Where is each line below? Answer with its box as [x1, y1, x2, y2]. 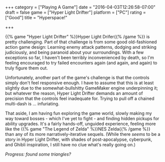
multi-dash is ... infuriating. [5, 101, 60, 106]
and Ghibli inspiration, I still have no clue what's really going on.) [5, 142, 136, 147]
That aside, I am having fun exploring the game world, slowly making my [5, 110, 152, 116]
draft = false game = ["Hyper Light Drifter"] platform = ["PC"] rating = [5, 9, 146, 15]
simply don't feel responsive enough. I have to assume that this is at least [5, 80, 154, 86]
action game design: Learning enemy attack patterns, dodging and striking [5, 44, 157, 50]
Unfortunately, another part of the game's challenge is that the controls [5, 75, 150, 80]
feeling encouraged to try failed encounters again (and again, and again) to [5, 60, 158, 65]
